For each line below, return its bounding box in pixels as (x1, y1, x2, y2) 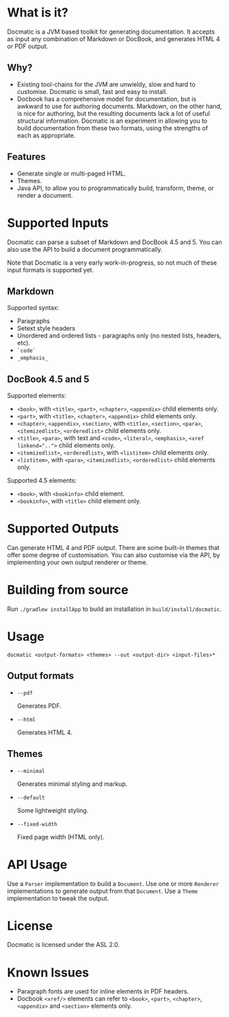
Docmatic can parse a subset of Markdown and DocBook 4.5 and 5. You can (7, 238, 222, 246)
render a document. (16, 191, 73, 200)
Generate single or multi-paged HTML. (16, 169, 126, 178)
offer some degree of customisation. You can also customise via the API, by (7, 551, 220, 560)
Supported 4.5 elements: (7, 477, 77, 485)
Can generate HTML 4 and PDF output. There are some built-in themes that (7, 544, 220, 552)
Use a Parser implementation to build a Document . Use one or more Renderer (7, 879, 219, 887)
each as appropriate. (16, 131, 76, 139)
